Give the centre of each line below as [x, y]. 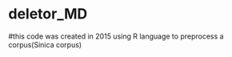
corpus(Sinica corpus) [45, 44]
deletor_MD [48, 14]
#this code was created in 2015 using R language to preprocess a [116, 36]
